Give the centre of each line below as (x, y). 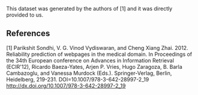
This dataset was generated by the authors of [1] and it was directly (89, 9)
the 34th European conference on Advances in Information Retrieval (90, 60)
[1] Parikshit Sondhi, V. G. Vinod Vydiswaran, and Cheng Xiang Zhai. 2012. (97, 47)
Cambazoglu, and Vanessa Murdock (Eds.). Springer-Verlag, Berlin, (89, 73)
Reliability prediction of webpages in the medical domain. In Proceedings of (99, 54)
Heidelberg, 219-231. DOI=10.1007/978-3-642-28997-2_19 (78, 79)
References (28, 34)
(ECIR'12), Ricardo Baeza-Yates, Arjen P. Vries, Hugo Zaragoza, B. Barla (94, 66)
